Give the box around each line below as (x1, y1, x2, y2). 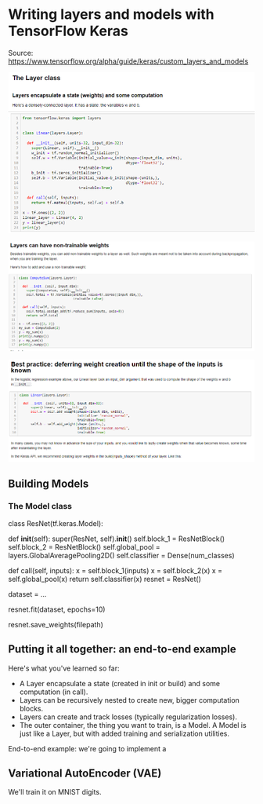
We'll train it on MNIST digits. (8, 788, 102, 797)
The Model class (8, 501, 73, 512)
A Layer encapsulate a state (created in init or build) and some (19, 678, 221, 688)
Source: (8, 48, 34, 57)
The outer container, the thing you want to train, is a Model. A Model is (19, 720, 247, 729)
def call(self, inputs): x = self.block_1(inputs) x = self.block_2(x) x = (8, 565, 223, 575)
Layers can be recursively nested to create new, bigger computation (19, 695, 240, 704)
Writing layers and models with (8, 5, 214, 24)
